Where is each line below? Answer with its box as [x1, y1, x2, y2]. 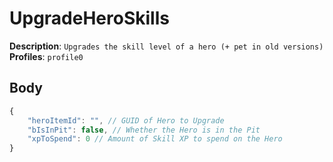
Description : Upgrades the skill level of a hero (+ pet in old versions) [9, 40, 324, 52]
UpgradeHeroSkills [9, 7, 170, 30]
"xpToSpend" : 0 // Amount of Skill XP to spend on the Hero [27, 134, 283, 144]
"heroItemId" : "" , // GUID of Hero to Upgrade [27, 115, 225, 126]
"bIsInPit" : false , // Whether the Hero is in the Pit [27, 125, 261, 135]
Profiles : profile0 [9, 50, 84, 62]
